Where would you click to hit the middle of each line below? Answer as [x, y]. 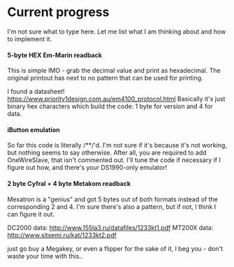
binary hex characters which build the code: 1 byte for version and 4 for [110, 106]
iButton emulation [34, 129]
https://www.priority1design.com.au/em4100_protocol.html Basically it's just [116, 99]
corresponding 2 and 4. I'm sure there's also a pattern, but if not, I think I [112, 206]
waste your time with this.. [45, 256]
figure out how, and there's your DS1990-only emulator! [87, 168]
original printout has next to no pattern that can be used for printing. [105, 78]
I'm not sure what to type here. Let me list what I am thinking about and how [117, 31]
